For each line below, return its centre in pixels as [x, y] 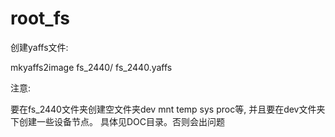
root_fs [40, 18]
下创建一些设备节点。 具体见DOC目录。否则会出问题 [117, 121]
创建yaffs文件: [39, 47]
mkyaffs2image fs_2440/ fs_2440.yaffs [91, 67]
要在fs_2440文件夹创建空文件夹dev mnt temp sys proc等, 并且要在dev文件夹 [168, 109]
